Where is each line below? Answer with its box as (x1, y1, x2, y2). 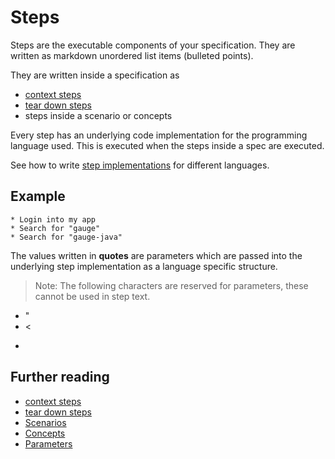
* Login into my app (10, 214, 97, 225)
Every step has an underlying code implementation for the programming (10, 129, 308, 141)
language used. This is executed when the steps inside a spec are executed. (10, 139, 325, 151)
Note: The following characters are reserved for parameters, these (34, 279, 309, 291)
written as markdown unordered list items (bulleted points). (10, 49, 254, 61)
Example (10, 188, 66, 205)
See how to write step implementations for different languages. (10, 159, 270, 171)
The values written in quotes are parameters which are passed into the (10, 249, 303, 261)
